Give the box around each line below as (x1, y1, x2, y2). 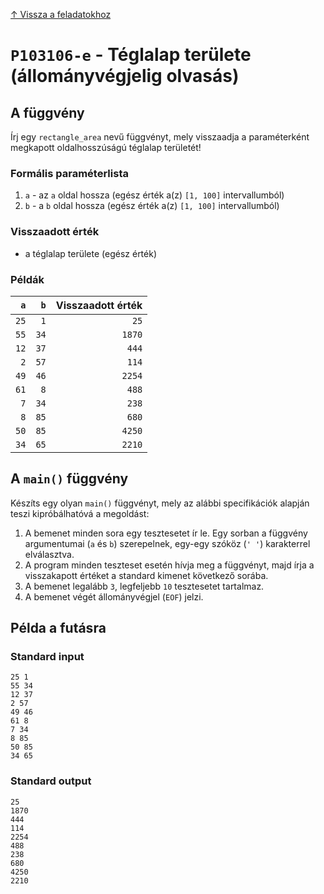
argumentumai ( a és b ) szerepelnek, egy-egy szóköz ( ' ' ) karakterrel (24, 537, 311, 549)
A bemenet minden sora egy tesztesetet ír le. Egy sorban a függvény (24, 527, 308, 539)
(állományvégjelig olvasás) (10, 65, 240, 88)
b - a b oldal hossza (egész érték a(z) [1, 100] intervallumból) (24, 200, 280, 212)
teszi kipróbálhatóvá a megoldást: (10, 507, 150, 519)
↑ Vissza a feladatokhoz (10, 9, 112, 20)
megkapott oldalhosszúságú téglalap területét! (10, 142, 202, 153)
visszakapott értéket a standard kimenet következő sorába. (24, 569, 269, 581)
